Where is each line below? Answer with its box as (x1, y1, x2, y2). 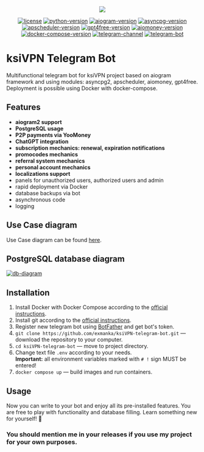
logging (15, 202, 35, 209)
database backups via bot (15, 189, 80, 196)
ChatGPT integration (15, 137, 69, 145)
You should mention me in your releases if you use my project (6, 430, 192, 439)
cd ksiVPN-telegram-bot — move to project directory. (15, 342, 149, 350)
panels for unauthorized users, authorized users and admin (15, 176, 164, 184)
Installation (6, 287, 50, 297)
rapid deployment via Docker (15, 183, 88, 190)
